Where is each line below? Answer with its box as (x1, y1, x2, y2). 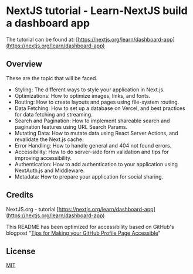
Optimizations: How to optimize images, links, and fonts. (14, 92, 151, 99)
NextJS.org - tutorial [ (6, 205, 59, 213)
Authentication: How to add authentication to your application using (14, 160, 178, 167)
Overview (6, 59, 43, 69)
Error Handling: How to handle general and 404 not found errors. (14, 142, 172, 149)
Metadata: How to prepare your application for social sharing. (14, 173, 164, 180)
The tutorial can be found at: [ (6, 36, 78, 43)
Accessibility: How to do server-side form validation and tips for (14, 148, 169, 155)
